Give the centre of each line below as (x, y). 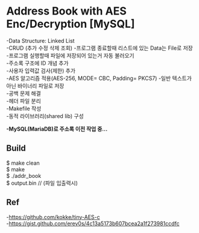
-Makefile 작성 (24, 108)
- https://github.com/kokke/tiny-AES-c (53, 217)
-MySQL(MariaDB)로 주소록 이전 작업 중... (57, 129)
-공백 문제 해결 (24, 93)
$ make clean (23, 163)
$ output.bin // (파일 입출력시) (42, 183)
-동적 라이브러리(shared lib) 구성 (45, 116)
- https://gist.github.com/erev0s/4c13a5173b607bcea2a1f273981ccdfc (93, 223)
